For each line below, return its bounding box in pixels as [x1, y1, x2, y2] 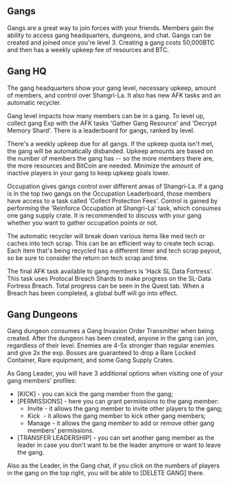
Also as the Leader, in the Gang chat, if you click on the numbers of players [7, 461, 220, 470]
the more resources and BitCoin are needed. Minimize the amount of [7, 161, 201, 170]
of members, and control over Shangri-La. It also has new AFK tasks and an [7, 91, 221, 99]
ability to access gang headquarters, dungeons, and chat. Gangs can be [7, 31, 211, 39]
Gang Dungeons [7, 309, 78, 321]
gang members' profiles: [7, 377, 77, 385]
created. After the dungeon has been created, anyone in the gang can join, [7, 334, 218, 343]
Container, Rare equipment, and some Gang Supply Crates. [7, 356, 174, 365]
